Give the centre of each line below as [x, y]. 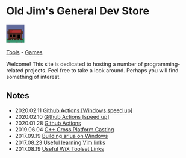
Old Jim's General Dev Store [78, 11]
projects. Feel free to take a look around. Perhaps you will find [102, 70]
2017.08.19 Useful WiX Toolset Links [59, 148]
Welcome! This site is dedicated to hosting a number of [75, 64]
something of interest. [34, 77]
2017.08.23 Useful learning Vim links [60, 142]
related [15, 70]
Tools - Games [24, 52]
